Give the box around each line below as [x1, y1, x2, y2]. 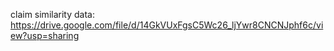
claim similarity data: [10, 9, 95, 20]
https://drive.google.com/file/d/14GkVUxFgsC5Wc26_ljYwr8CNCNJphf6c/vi [10, 19, 324, 31]
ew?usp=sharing [10, 30, 80, 41]
